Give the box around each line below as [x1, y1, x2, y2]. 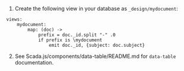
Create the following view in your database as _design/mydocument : [14, 5, 179, 12]
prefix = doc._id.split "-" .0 [38, 32, 116, 38]
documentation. [14, 59, 54, 66]
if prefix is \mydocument [38, 37, 102, 43]
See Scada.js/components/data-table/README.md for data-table [14, 53, 176, 60]
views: [6, 17, 23, 22]
